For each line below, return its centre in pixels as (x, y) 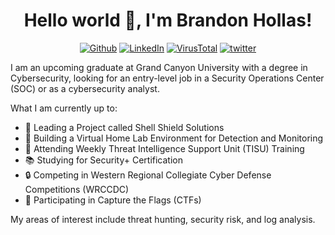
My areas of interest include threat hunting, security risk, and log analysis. (163, 219)
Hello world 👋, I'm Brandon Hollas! (168, 20)
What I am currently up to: (64, 108)
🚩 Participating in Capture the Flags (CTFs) (113, 200)
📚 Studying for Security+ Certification (103, 160)
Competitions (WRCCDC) (77, 189)
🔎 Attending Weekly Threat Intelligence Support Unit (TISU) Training (164, 148)
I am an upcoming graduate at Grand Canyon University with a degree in (159, 67)
